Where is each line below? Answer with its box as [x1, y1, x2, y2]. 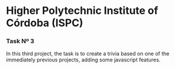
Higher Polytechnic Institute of [6, 4, 159, 17]
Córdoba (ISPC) [6, 16, 84, 30]
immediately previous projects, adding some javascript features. [6, 56, 161, 63]
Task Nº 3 [6, 37, 35, 45]
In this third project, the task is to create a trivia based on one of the [6, 50, 170, 57]
